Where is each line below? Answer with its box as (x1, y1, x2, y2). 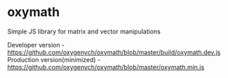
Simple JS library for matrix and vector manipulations (7, 27, 161, 36)
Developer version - (7, 40, 65, 49)
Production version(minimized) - (7, 55, 101, 63)
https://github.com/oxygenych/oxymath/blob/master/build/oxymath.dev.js (7, 48, 221, 56)
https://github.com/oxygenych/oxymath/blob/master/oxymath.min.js (7, 63, 205, 71)
